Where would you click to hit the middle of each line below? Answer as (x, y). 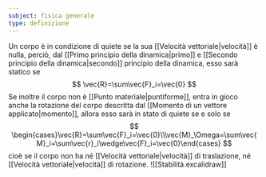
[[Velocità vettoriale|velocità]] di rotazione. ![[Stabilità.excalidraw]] (117, 164)
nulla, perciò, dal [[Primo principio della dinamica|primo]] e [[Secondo (123, 54)
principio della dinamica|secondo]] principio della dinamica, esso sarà (123, 63)
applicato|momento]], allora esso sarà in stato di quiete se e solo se (119, 114)
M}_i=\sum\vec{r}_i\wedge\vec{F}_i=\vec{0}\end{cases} (129, 143)
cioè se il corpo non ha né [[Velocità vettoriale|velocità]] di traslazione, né (130, 155)
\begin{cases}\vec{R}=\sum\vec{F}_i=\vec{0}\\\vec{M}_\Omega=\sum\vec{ (134, 135)
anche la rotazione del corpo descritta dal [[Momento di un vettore (118, 105)
